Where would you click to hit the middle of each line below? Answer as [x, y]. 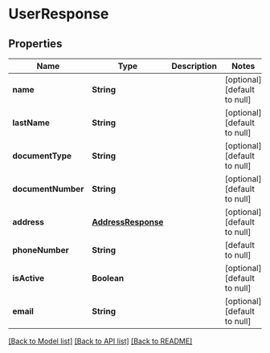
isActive [29, 278]
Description [194, 66]
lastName [31, 123]
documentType [42, 156]
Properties [35, 44]
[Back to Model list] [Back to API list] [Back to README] [100, 341]
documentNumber [48, 189]
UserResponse [59, 14]
